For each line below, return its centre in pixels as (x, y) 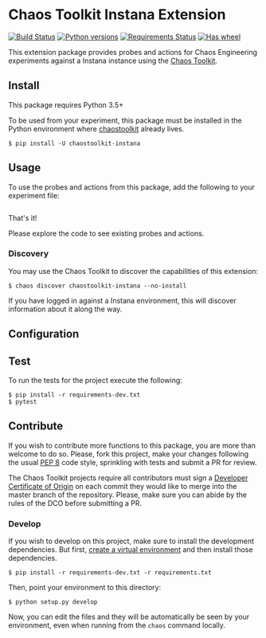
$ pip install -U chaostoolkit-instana (74, 143)
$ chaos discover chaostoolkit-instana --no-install (98, 286)
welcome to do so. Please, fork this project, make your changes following (129, 454)
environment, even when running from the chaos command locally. (117, 625)
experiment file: (34, 195)
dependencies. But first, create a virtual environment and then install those (131, 550)
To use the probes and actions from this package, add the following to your (131, 187)
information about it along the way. (65, 309)
